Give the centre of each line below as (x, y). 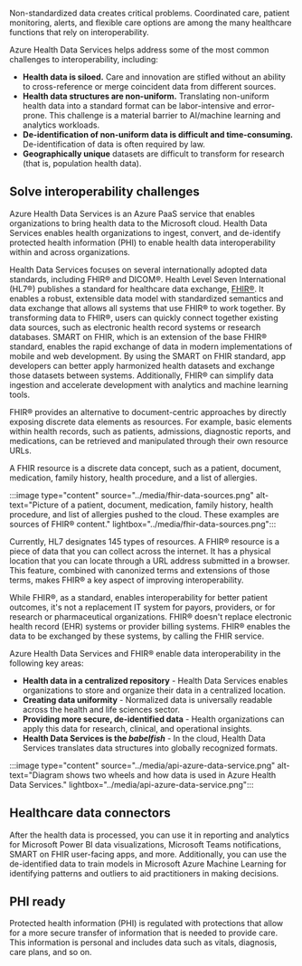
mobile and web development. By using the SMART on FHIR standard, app (148, 355)
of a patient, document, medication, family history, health (167, 505)
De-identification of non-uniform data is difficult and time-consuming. (158, 134)
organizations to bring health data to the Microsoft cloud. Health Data (138, 223)
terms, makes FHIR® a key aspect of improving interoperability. (127, 580)
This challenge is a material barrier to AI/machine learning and (165, 115)
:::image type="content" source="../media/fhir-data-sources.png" (132, 495)
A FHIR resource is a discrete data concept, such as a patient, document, (146, 468)
